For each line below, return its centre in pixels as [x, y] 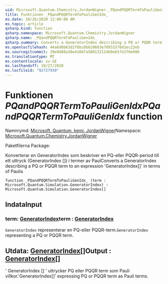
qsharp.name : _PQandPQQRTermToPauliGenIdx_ [51, 38]
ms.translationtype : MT [30, 56]
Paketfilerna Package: [28, 146]
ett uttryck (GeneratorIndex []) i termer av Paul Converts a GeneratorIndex [81, 161]
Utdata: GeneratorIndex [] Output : [58, 251]
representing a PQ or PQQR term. [39, 235]
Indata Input [24, 204]
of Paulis [14, 171]
